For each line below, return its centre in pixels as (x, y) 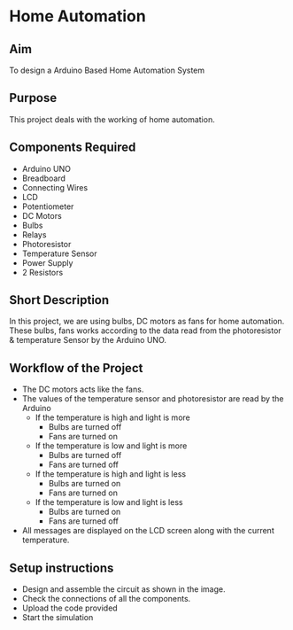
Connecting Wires (55, 187)
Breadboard (44, 178)
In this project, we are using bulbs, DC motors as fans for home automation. (147, 322)
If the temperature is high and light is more (112, 417)
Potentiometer (48, 206)
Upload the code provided (69, 608)
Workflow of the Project (76, 368)
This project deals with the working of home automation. (112, 119)
